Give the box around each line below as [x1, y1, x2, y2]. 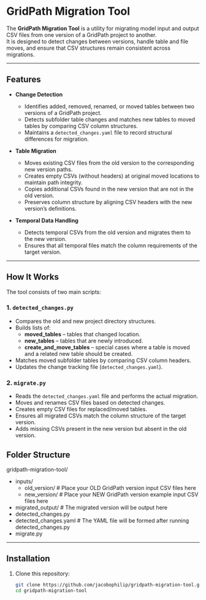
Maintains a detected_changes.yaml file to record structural [24, 128, 173, 136]
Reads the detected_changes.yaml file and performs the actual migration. [15, 392, 198, 400]
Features [6, 74, 41, 85]
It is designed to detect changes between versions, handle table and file [6, 37, 189, 45]
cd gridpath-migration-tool [15, 587, 87, 594]
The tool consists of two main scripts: [6, 288, 101, 296]
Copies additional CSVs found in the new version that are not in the [24, 185, 194, 192]
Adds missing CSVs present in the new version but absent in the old [15, 425, 187, 433]
